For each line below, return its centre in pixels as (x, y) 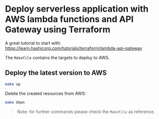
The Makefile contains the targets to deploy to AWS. (57, 57)
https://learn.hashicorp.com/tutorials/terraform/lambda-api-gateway (74, 48)
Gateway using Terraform (58, 30)
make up (13, 84)
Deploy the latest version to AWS (56, 73)
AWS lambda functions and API (69, 19)
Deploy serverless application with (77, 9)
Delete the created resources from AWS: (45, 93)
